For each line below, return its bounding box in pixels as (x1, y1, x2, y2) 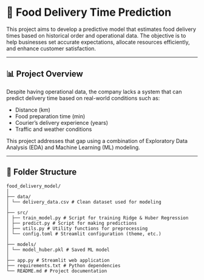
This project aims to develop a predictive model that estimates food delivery (6, 25, 196, 33)
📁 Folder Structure (6, 167, 77, 178)
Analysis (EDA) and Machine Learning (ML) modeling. (6, 144, 141, 151)
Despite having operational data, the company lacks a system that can (6, 88, 182, 95)
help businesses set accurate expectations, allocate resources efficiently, (6, 38, 190, 45)
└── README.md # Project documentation (6, 268, 107, 274)
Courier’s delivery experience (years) (15, 119, 108, 126)
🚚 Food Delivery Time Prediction (6, 5, 172, 19)
